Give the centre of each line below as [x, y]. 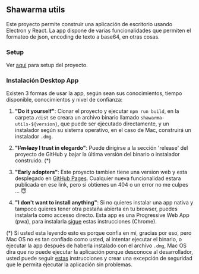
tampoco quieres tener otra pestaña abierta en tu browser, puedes [96, 209]
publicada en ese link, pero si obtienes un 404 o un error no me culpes [101, 185]
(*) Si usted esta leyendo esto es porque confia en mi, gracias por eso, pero [99, 233]
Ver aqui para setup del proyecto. [47, 65]
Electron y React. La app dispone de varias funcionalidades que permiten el [99, 30]
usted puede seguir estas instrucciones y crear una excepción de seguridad [99, 259]
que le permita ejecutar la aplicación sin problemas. [69, 264]
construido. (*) [33, 160]
